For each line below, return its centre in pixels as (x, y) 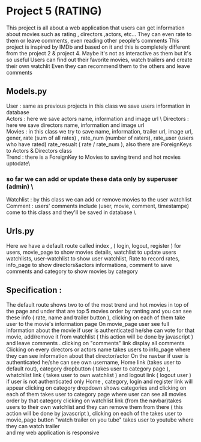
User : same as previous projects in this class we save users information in (98, 106)
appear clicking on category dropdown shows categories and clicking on (96, 388)
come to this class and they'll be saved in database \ (71, 212)
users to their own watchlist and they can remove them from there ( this (94, 407)
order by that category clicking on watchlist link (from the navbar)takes (94, 401)
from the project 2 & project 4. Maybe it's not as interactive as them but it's (99, 53)
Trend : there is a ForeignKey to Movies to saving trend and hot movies (94, 157)
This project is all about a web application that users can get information (95, 28)
